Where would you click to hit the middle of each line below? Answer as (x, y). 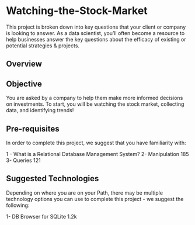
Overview (24, 64)
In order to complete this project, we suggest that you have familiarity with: (96, 143)
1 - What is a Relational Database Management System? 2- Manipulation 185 (97, 154)
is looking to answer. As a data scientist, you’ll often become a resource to (95, 33)
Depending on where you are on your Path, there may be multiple (85, 193)
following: (18, 205)
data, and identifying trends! (40, 110)
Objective (24, 84)
